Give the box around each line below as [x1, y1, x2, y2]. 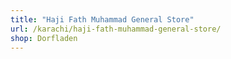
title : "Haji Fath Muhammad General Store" [10, 14, 195, 25]
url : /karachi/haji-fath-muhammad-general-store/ [10, 24, 222, 34]
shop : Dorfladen [10, 33, 78, 43]
